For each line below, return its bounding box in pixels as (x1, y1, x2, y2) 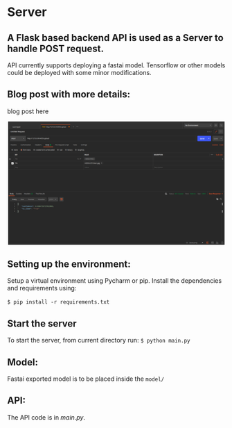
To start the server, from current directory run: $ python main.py (7, 336, 190, 345)
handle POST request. (7, 42, 104, 54)
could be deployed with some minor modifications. (7, 69, 152, 76)
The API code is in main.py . (7, 413, 85, 421)
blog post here (7, 107, 49, 115)
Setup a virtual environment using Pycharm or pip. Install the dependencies (7, 277, 222, 285)
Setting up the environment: (7, 258, 131, 270)
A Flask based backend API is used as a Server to (7, 32, 224, 44)
